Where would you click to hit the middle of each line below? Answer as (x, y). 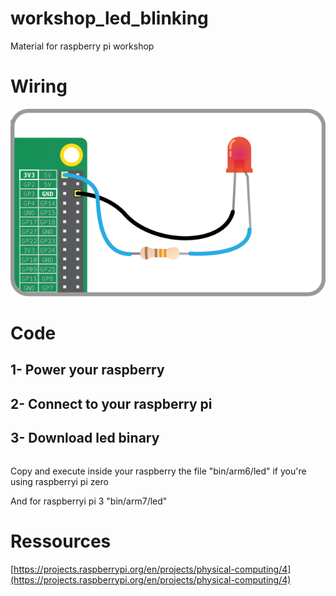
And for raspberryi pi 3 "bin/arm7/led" (89, 501)
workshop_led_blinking (109, 18)
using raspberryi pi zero (59, 481)
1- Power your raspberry (87, 370)
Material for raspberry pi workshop (82, 46)
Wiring (39, 86)
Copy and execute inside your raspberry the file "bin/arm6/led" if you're (158, 471)
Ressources (61, 541)
